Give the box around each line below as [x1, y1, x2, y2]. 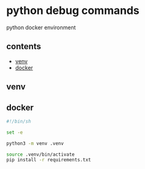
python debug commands [6, 4, 140, 18]
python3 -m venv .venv [6, 140, 64, 147]
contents [6, 41, 41, 52]
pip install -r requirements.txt [6, 157, 91, 163]
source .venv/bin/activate [6, 151, 75, 157]
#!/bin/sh [6, 118, 32, 125]
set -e [6, 129, 23, 136]
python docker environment [6, 24, 76, 31]
